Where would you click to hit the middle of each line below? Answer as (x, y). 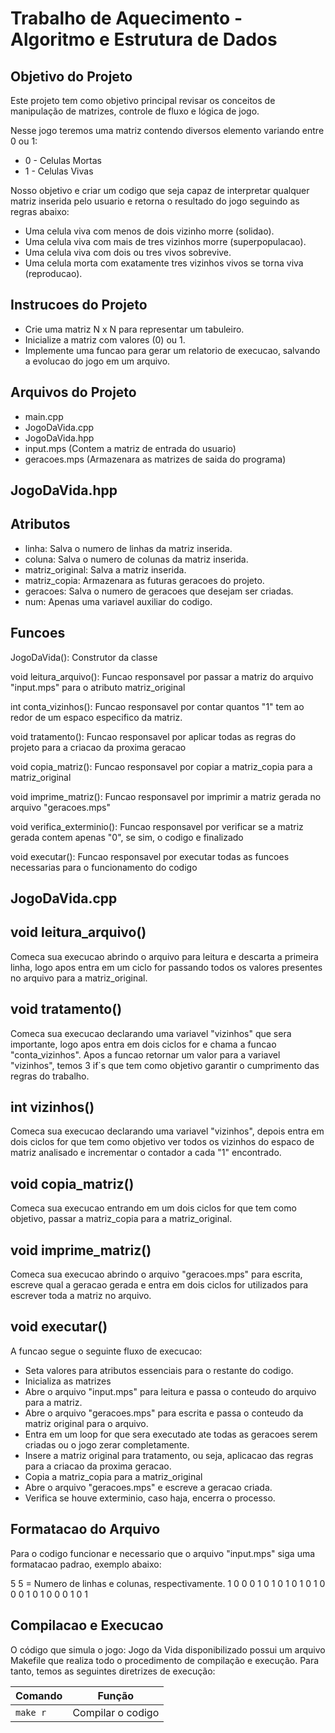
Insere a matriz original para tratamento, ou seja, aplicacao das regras (169, 1455)
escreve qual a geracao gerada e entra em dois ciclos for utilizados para (159, 1285)
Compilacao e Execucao (87, 1625)
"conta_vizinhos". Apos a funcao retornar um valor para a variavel (145, 1054)
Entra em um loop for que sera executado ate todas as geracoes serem (171, 1434)
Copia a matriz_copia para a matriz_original (113, 1476)
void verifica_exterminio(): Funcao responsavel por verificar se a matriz (157, 826)
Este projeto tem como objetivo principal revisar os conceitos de (143, 100)
